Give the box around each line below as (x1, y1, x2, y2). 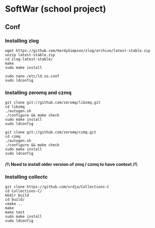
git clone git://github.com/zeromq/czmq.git (5, 130, 96, 135)
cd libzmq (5, 104, 25, 110)
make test (5, 210, 25, 215)
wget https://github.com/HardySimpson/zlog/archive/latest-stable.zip (5, 48, 151, 53)
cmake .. (5, 201, 23, 207)
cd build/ (5, 197, 25, 202)
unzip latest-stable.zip (5, 52, 55, 57)
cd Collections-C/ (5, 189, 42, 194)
